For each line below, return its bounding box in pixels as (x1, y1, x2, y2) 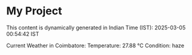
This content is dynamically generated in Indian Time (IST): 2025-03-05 (6, 24, 186, 31)
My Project (6, 4, 62, 18)
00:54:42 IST (6, 30, 39, 37)
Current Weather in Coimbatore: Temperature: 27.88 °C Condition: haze (6, 42, 185, 49)
